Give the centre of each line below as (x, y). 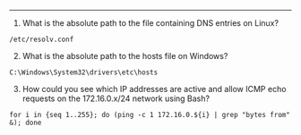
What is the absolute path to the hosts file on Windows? (125, 56)
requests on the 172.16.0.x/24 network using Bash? (116, 98)
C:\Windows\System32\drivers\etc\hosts (84, 72)
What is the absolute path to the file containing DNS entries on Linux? (150, 23)
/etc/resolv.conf (42, 39)
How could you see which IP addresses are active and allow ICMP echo (154, 89)
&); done (26, 122)
